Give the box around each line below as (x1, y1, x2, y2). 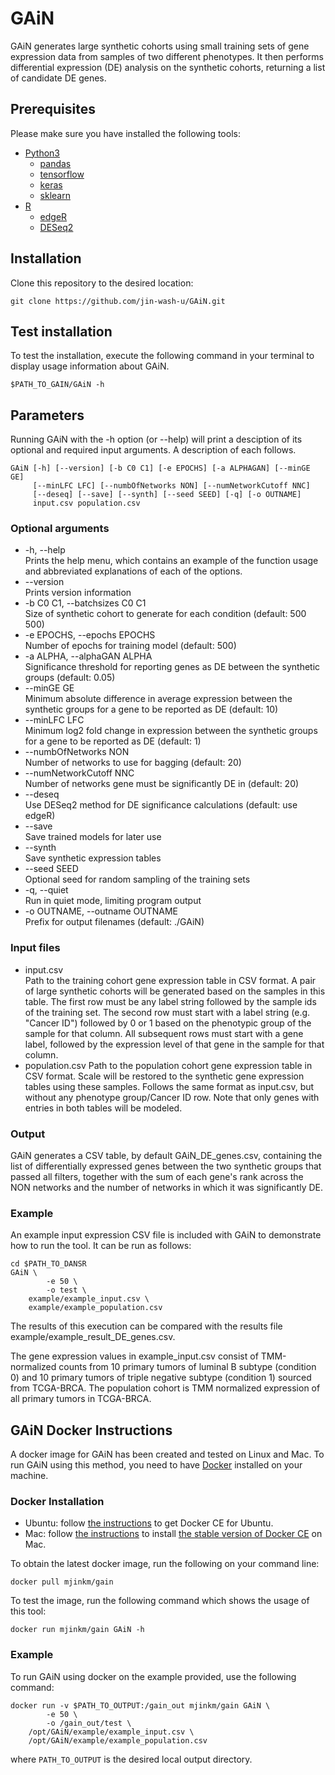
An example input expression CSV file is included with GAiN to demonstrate (10, 1229, 322, 1241)
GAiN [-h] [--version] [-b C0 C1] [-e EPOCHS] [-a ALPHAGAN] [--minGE (10, 463, 311, 474)
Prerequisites (10, 101, 96, 118)
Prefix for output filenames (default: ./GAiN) (24, 916, 205, 928)
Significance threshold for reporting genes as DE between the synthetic (24, 661, 321, 673)
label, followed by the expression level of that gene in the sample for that (24, 1038, 325, 1050)
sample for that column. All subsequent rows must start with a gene (24, 1027, 304, 1039)
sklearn (39, 189, 71, 201)
